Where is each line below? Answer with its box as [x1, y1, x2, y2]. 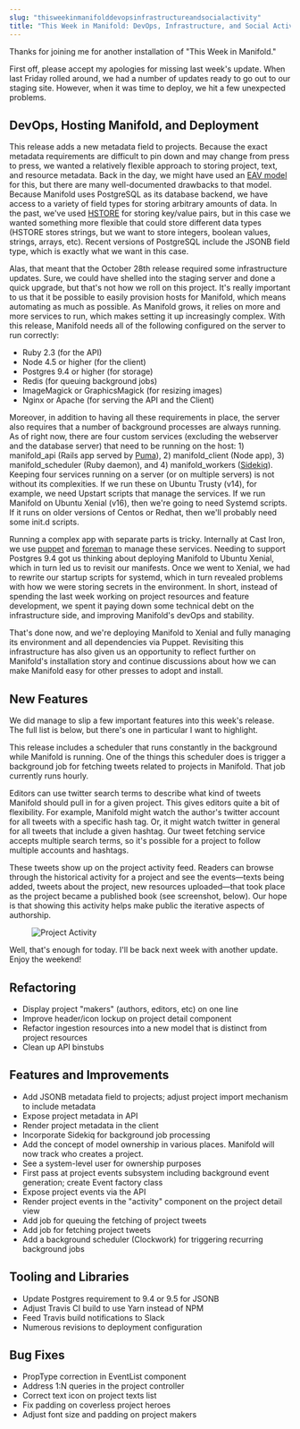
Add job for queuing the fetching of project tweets [21, 1214, 207, 1226]
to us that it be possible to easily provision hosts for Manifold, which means [9, 292, 287, 302]
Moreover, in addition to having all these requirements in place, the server [9, 413, 280, 423]
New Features [9, 691, 88, 707]
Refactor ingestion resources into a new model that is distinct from [21, 1022, 268, 1033]
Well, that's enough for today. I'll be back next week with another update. [9, 945, 279, 956]
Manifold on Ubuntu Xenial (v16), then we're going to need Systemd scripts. [9, 498, 287, 508]
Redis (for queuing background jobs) [21, 376, 158, 387]
